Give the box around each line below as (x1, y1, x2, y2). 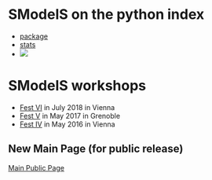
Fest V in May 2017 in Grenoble (19, 111, 120, 120)
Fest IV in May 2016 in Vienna (19, 119, 115, 129)
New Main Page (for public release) (8, 142, 184, 156)
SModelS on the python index (8, 6, 205, 24)
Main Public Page (8, 163, 65, 172)
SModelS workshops (8, 77, 147, 95)
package (19, 31, 49, 41)
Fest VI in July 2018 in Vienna (19, 102, 115, 112)
